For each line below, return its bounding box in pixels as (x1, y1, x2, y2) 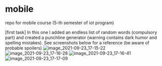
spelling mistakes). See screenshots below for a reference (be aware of (5, 39, 150, 45)
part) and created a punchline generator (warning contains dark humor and (5, 34, 157, 40)
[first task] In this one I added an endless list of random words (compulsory (5, 29, 157, 35)
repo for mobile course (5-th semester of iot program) (5, 20, 114, 26)
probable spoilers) (5, 45, 42, 51)
